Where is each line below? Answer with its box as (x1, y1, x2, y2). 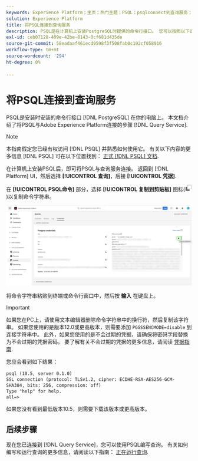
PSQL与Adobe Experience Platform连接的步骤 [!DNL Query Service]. (21, 121, 188, 129)
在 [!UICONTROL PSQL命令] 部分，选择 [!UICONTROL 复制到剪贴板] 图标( (6, 186, 186, 193)
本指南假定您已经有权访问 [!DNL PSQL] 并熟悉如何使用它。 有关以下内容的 (6, 145, 186, 153)
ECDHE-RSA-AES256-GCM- (119, 377, 176, 383)
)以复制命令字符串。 (6, 193, 55, 200)
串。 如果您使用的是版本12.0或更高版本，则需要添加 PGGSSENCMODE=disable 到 (6, 324, 192, 331)
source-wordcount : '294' (6, 53, 67, 59)
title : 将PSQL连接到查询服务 (6, 22, 71, 28)
